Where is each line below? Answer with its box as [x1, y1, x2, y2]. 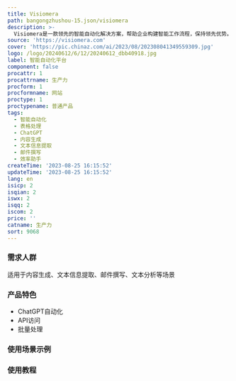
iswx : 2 [7, 195, 30, 202]
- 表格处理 [13, 122, 42, 130]
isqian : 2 [7, 189, 37, 196]
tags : [7, 109, 23, 116]
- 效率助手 [13, 155, 42, 163]
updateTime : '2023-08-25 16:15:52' [7, 168, 113, 176]
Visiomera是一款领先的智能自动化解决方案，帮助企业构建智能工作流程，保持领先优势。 [13, 30, 232, 38]
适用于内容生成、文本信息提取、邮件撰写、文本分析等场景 [7, 270, 175, 279]
